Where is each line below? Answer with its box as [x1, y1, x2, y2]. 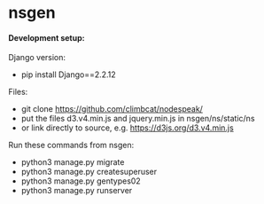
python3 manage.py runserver [20, 185, 133, 196]
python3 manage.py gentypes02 [20, 176, 141, 186]
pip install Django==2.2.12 [20, 69, 116, 80]
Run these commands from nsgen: [8, 140, 135, 151]
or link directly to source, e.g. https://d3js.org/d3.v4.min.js [20, 122, 234, 133]
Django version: [8, 52, 66, 63]
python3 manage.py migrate [20, 157, 125, 168]
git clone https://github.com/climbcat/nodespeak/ [20, 104, 203, 114]
